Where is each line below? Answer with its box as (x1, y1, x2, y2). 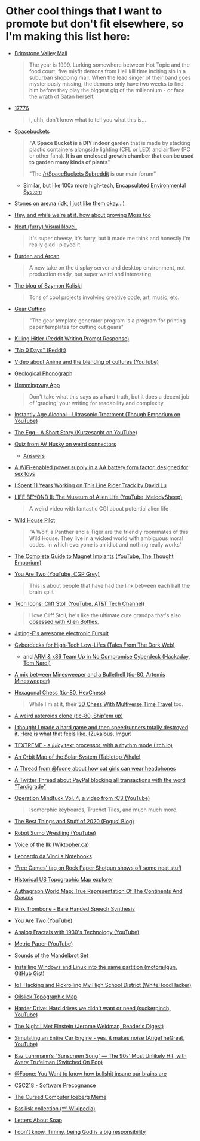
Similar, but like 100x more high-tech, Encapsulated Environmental (23, 182, 186, 189)
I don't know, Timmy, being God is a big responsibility (14, 1128, 146, 1135)
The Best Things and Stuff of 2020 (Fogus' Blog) (14, 817, 134, 825)
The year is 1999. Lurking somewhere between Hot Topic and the (29, 61, 190, 68)
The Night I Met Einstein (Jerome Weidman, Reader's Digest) (14, 1022, 164, 1030)
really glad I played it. (29, 241, 82, 248)
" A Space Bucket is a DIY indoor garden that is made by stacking (29, 139, 191, 146)
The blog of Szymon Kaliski (14, 282, 82, 289)
